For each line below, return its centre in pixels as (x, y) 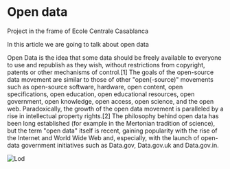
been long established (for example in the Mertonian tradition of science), (111, 123)
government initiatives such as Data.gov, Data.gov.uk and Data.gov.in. (120, 145)
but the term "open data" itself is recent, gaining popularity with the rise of (112, 131)
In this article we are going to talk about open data (78, 44)
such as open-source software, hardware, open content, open (95, 87)
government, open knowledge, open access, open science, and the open (111, 101)
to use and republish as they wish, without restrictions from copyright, (106, 65)
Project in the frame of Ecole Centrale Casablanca (78, 31)
